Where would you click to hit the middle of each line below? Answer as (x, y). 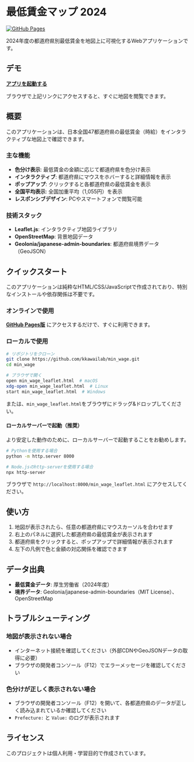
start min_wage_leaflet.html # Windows (56, 392)
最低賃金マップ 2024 (56, 12)
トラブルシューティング (48, 619)
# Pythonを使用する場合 (32, 451)
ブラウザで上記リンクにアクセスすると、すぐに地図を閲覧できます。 (88, 96)
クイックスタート (37, 271)
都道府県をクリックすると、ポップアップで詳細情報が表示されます (94, 542)
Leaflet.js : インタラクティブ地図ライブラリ (66, 229)
